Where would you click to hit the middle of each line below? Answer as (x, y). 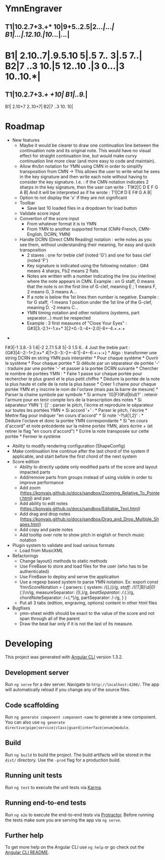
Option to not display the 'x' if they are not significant (73, 197)
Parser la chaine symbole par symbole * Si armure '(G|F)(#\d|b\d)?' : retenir (82, 394)
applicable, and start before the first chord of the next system (74, 456)
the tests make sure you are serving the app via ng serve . (63, 820)
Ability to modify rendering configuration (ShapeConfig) (69, 446)
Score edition (26, 461)
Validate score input (40, 213)
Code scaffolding (32, 705)
